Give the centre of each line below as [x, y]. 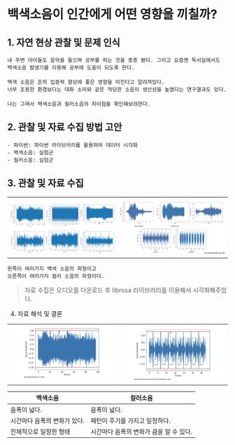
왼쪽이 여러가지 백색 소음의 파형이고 [52, 268]
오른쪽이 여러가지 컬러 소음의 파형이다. [56, 276]
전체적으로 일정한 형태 [40, 432]
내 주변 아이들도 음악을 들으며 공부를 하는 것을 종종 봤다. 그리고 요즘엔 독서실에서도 [114, 60]
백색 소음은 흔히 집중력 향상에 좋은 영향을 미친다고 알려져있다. [86, 82]
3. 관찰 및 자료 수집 [45, 183]
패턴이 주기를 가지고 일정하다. [131, 420]
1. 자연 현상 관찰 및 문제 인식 [64, 42]
